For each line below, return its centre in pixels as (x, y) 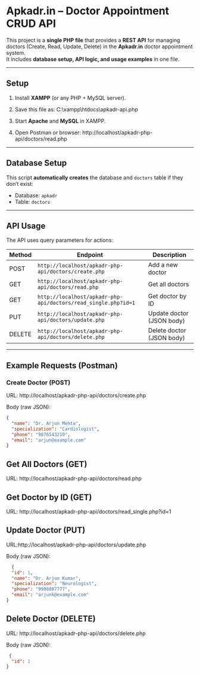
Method (21, 255)
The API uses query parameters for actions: (60, 240)
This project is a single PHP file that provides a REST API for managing (93, 40)
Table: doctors (32, 201)
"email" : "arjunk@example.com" (50, 595)
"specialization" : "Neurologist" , (54, 584)
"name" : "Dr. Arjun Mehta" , (46, 423)
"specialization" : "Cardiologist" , (56, 429)
